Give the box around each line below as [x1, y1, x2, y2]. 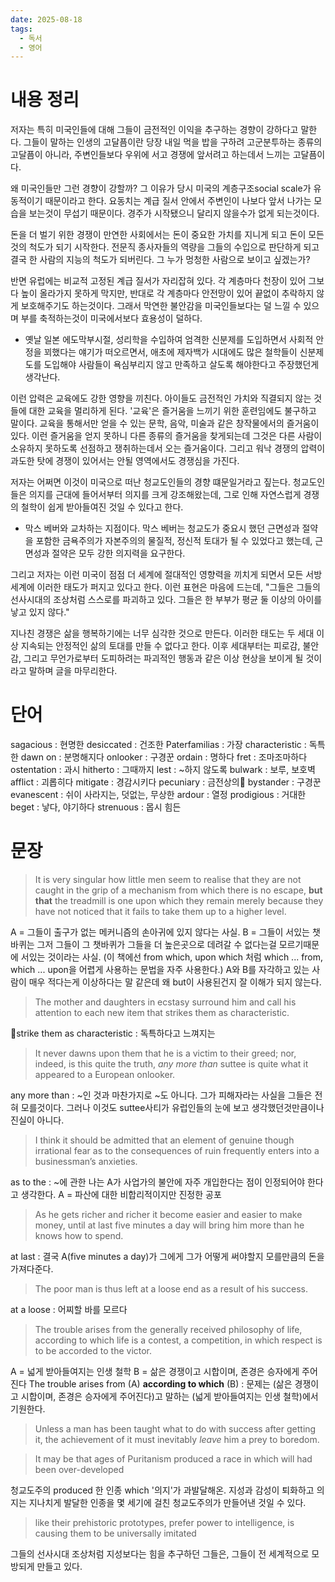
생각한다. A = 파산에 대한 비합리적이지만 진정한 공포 [20, 1189, 222, 1201]
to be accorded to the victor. [34, 1345, 153, 1357]
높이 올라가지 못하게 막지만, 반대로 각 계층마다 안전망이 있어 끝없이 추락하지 [20, 287, 315, 300]
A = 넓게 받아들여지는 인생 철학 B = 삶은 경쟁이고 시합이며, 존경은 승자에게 [10, 1366, 300, 1378]
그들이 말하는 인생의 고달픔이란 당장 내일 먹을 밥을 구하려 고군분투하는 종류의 [23, 136, 323, 148]
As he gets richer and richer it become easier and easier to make [34, 1209, 303, 1221]
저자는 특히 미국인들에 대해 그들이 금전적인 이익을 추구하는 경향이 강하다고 [10, 124, 299, 136]
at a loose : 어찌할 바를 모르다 [10, 1304, 128, 1316]
